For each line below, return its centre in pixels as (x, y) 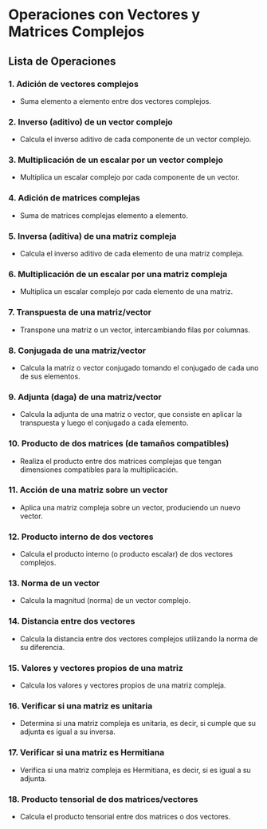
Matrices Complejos (77, 32)
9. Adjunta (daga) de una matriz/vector (85, 397)
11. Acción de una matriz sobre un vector (88, 490)
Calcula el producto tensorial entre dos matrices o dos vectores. (125, 816)
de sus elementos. (50, 376)
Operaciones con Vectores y (104, 15)
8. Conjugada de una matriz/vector (77, 351)
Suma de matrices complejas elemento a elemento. (104, 215)
